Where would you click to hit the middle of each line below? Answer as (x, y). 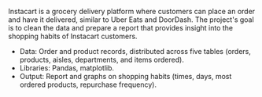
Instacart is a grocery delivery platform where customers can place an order (132, 11)
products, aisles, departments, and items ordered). (102, 59)
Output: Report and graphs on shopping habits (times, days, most (125, 76)
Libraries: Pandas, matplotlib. (67, 68)
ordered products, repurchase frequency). (88, 84)
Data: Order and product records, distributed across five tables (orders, (135, 51)
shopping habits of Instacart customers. (73, 36)
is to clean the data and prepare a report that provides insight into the (121, 28)
